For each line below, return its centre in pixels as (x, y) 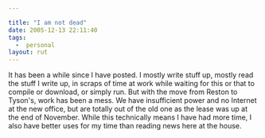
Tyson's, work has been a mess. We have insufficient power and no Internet (132, 101)
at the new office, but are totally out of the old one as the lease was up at (128, 109)
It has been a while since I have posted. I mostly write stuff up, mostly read (131, 75)
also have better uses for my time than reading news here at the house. (125, 126)
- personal (35, 45)
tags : (17, 37)
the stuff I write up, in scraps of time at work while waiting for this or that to (131, 84)
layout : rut (28, 53)
